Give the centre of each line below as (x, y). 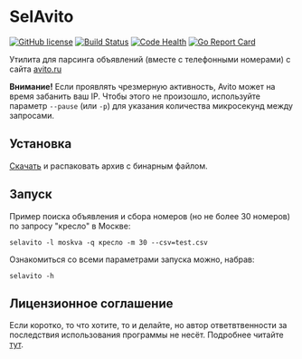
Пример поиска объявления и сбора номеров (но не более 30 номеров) (150, 216)
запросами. (32, 115)
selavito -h (32, 276)
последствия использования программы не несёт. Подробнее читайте (146, 335)
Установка (41, 144)
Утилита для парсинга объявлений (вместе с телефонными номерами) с (150, 59)
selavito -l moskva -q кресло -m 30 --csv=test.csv (109, 242)
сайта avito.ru (35, 69)
